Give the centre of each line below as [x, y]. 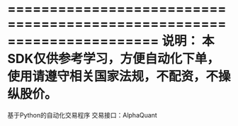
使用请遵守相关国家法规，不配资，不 [113, 77]
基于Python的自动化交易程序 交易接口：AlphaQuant [82, 115]
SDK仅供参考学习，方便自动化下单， [113, 59]
